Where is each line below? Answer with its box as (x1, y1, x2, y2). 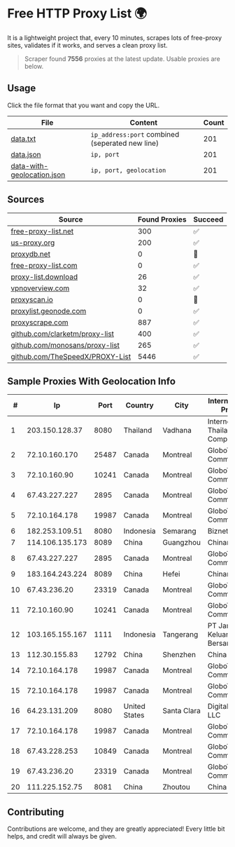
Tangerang (162, 630, 199, 639)
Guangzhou (162, 538, 201, 548)
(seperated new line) (90, 138, 159, 148)
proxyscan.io (10, 294, 54, 304)
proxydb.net (10, 249, 51, 259)
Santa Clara (162, 706, 201, 716)
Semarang (162, 527, 197, 536)
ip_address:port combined (90, 129, 180, 139)
